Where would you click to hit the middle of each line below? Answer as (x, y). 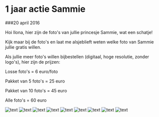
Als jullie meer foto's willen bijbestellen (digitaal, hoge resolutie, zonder (77, 57)
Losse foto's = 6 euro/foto (32, 71)
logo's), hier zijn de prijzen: (33, 62)
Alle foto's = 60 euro (26, 100)
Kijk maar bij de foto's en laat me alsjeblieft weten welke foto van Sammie (79, 42)
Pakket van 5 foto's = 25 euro (35, 81)
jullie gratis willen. (23, 47)
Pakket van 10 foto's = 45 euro (36, 90)
